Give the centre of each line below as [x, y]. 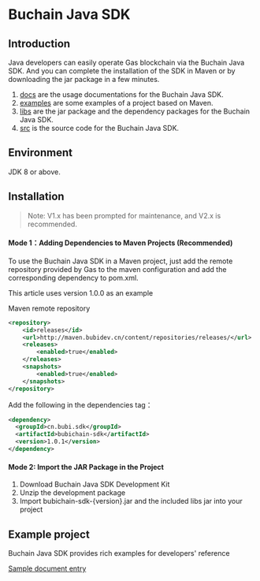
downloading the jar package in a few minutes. [84, 79]
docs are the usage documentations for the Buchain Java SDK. [121, 95]
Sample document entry [47, 568]
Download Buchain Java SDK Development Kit [95, 484]
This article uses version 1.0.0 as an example [81, 292]
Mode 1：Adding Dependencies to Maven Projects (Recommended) [121, 243]
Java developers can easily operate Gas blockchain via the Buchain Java [126, 62]
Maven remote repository [49, 308]
